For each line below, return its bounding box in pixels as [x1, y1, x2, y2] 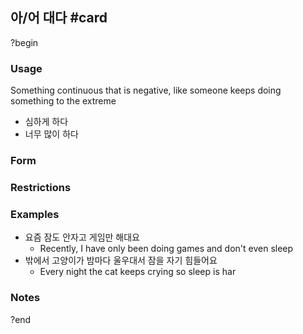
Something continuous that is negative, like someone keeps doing [10, 84, 282, 97]
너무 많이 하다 [24, 128, 79, 140]
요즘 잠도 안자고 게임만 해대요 [24, 231, 140, 243]
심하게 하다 [24, 116, 69, 128]
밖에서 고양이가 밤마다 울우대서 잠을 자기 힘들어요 [24, 254, 218, 267]
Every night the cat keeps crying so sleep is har [39, 266, 237, 278]
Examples [10, 207, 60, 221]
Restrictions [10, 180, 72, 194]
